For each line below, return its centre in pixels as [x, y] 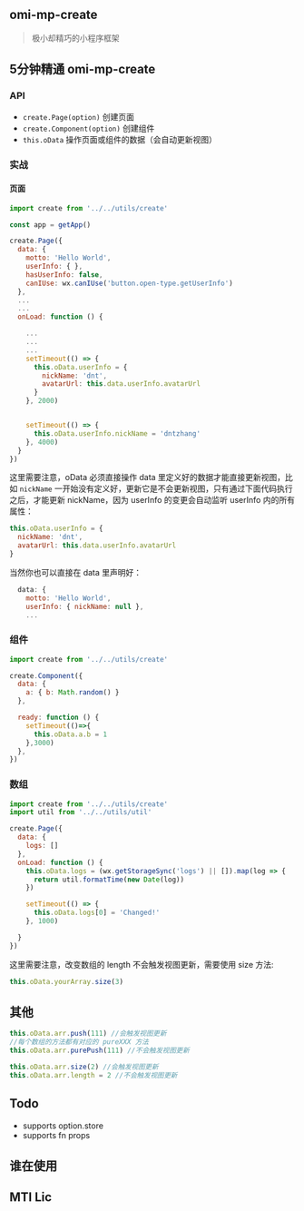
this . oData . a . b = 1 [70, 734]
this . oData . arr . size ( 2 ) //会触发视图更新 [84, 1067]
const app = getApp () [50, 225]
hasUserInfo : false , [64, 275]
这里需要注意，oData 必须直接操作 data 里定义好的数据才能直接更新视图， [147, 478]
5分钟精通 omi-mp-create [83, 69]
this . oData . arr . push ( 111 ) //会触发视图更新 [88, 1034]
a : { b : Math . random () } [73, 693]
